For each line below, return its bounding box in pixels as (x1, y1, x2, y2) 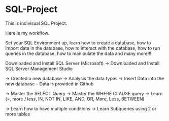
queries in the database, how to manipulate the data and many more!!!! (5, 50, 153, 56)
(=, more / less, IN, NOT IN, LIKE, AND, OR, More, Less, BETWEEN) (5, 96, 145, 102)
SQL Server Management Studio (5, 66, 73, 72)
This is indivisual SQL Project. (5, 20, 67, 26)
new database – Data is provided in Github (5, 81, 94, 87)
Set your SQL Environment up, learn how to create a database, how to (5, 39, 151, 46)
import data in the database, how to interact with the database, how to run (5, 45, 160, 51)
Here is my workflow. (5, 30, 50, 36)
